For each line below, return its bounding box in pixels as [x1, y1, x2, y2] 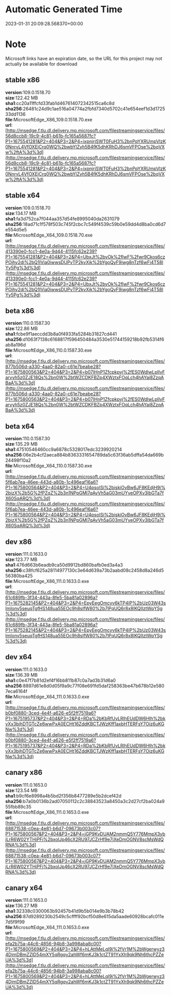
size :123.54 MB [5, 787, 38, 793]
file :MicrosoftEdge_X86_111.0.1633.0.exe [5, 578, 89, 584]
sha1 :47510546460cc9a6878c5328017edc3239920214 [5, 446, 123, 452]
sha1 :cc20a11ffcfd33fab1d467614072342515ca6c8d [5, 100, 115, 106]
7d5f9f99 [5, 919, 25, 925]
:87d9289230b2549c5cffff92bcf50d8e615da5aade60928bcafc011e [21, 914, 164, 920]
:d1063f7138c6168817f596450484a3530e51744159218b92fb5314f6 [21, 336, 164, 342]
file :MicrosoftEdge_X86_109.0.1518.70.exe [5, 116, 93, 122]
